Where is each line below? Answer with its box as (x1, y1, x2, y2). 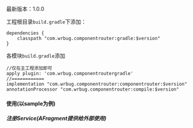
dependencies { (6, 30, 45, 36)
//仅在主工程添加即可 (6, 65, 52, 71)
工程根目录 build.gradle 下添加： (6, 18, 86, 25)
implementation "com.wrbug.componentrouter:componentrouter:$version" (6, 81, 188, 87)
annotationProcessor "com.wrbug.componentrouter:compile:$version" (6, 86, 180, 92)
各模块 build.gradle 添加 (6, 52, 65, 59)
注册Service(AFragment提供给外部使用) (6, 115, 107, 122)
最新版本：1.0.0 (6, 5, 45, 12)
